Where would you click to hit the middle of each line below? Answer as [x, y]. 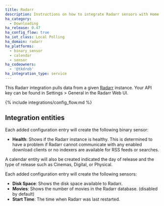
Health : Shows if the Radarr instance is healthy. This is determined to [82, 139]
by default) [23, 194]
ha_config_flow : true [27, 32]
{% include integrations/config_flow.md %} [49, 102]
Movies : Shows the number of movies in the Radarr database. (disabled [85, 189]
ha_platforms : [20, 46]
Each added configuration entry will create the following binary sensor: [77, 130]
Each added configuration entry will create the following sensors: [71, 174]
